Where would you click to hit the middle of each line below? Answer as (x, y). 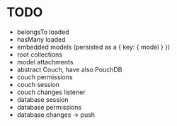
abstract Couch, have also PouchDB (69, 69)
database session (42, 99)
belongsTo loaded (43, 32)
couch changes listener (51, 92)
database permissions (49, 107)
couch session (38, 84)
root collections (40, 55)
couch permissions (45, 77)
